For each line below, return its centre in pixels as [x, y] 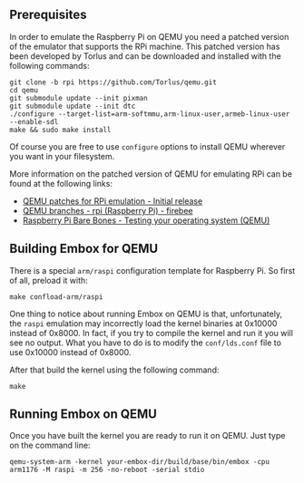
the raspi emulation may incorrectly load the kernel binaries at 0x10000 [143, 323]
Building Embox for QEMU [84, 249]
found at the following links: [61, 183]
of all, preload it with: [49, 280]
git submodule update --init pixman [78, 98]
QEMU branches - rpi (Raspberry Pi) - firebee [108, 210]
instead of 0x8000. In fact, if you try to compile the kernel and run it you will [151, 333]
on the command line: [50, 445]
